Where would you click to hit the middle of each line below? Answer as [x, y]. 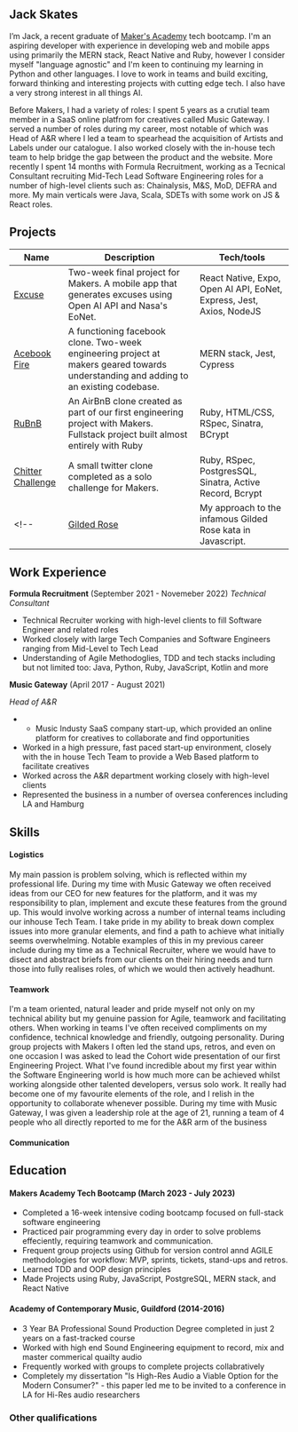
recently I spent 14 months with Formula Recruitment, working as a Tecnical [147, 166]
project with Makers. [110, 423]
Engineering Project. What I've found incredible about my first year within [143, 1066]
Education [38, 1170]
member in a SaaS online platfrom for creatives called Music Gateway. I [139, 119]
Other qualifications [53, 1418]
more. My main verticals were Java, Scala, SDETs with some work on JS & [145, 195]
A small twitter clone [110, 465]
